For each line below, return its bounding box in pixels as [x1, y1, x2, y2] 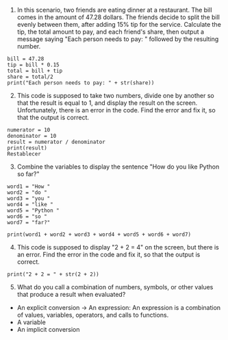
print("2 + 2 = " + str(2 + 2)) [7, 271, 99, 278]
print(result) [7, 145, 48, 151]
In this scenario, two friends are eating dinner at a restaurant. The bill [16, 6, 212, 14]
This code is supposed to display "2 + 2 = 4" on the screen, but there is [16, 243, 219, 251]
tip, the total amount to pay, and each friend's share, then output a [16, 27, 204, 36]
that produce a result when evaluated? [16, 291, 126, 298]
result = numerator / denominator [7, 138, 106, 145]
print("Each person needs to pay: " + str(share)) [7, 80, 155, 86]
